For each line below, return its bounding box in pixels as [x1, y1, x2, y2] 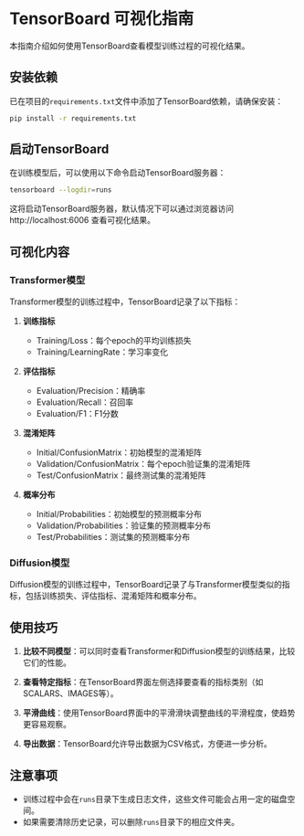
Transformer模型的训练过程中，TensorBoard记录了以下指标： [9, 296, 241, 307]
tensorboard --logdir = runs [9, 185, 112, 195]
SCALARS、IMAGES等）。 [22, 688, 119, 699]
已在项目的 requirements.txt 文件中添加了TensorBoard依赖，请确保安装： [9, 95, 284, 106]
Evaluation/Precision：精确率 [36, 386, 146, 396]
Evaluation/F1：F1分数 [36, 408, 119, 418]
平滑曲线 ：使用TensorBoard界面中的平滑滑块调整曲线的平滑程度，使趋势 [22, 707, 296, 718]
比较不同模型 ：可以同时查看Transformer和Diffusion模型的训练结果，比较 [22, 646, 296, 657]
